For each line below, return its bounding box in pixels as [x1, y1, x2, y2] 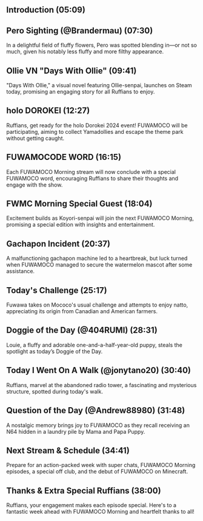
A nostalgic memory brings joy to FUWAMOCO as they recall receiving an [6, 421, 190, 429]
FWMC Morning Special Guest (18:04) [6, 199, 153, 209]
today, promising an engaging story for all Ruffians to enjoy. [6, 88, 155, 96]
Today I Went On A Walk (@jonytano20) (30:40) [6, 365, 191, 376]
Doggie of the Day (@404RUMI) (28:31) [6, 325, 158, 336]
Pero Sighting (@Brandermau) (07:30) [6, 25, 153, 36]
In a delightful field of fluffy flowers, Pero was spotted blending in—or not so [6, 42, 197, 49]
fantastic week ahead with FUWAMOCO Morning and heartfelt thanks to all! [6, 508, 195, 516]
